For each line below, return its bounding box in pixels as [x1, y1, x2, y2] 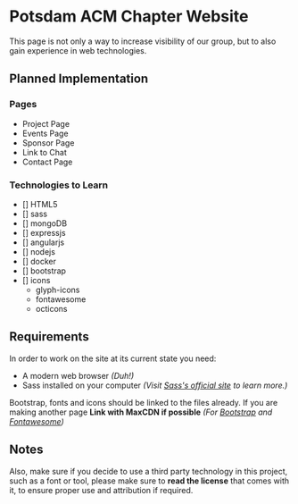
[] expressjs [21, 227, 66, 238]
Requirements [9, 329, 89, 345]
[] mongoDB [21, 217, 68, 229]
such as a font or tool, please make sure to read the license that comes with [9, 475, 290, 486]
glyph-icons [35, 284, 80, 295]
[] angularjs [21, 237, 65, 248]
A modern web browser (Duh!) [21, 370, 135, 381]
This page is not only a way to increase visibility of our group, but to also [9, 36, 277, 46]
